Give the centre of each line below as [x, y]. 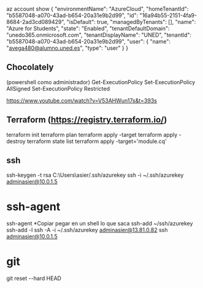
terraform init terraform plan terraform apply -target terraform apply [92, 134]
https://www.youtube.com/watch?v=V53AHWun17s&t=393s [82, 100]
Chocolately [30, 67]
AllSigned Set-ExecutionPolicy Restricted [58, 88]
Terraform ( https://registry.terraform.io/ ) [87, 120]
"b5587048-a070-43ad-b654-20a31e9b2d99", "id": [72, 15]
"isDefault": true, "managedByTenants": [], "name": [131, 22]
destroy [16, 141]
